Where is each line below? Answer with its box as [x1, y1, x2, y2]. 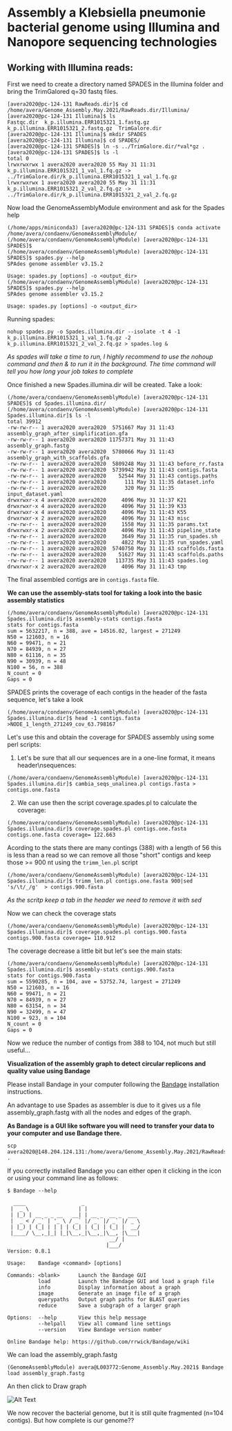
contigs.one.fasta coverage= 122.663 [7, 831, 116, 838]
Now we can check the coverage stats [7, 909, 117, 917]
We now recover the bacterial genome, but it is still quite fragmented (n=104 [7, 1409, 224, 1417]
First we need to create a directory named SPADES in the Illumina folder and [7, 80, 224, 88]
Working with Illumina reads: [7, 61, 133, 73]
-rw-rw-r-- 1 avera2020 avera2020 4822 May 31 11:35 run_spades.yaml [7, 539, 224, 546]
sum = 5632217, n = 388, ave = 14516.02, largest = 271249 [7, 627, 181, 634]
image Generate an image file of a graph [37, 1290, 181, 1297]
